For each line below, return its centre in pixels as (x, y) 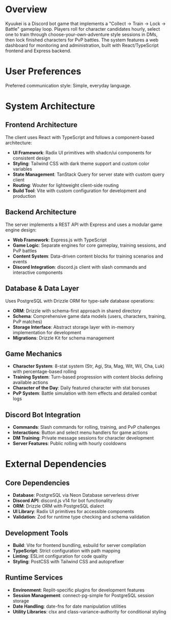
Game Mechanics (34, 354)
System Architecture (50, 106)
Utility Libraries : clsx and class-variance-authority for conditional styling (89, 611)
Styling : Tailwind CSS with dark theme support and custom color (81, 163)
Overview (26, 9)
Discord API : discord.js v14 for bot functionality (63, 501)
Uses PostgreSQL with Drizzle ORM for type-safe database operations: (80, 301)
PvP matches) (27, 322)
